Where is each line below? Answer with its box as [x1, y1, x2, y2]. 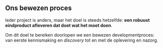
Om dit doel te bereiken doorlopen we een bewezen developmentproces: [5, 32, 155, 38]
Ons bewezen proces [5, 4, 72, 12]
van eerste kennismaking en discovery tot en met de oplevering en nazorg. [5, 37, 159, 43]
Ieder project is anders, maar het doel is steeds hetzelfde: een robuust [5, 17, 150, 23]
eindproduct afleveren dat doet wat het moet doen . [5, 22, 113, 28]
